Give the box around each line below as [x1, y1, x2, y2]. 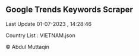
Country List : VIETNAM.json [5, 32, 75, 39]
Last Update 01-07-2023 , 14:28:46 [5, 20, 92, 27]
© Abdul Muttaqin [5, 43, 50, 50]
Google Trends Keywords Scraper [5, 5, 133, 15]
